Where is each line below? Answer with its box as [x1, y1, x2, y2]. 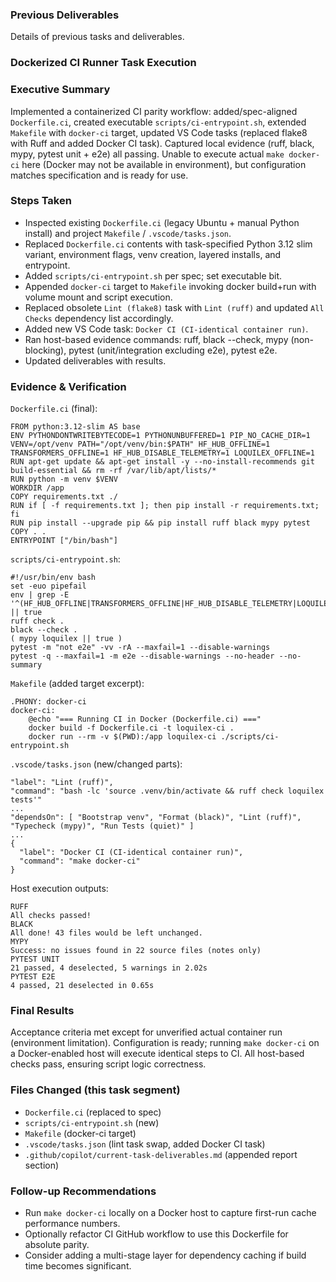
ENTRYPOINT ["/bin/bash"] [10, 536, 118, 546]
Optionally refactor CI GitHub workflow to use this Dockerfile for [24, 1228, 289, 1240]
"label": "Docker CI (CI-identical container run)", [19, 848, 244, 858]
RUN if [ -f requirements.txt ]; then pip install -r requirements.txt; [10, 501, 320, 511]
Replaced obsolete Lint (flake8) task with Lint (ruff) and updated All [24, 301, 325, 313]
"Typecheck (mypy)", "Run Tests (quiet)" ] [10, 821, 195, 832]
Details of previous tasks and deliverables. [10, 31, 185, 43]
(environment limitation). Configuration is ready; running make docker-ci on [10, 1037, 320, 1049]
